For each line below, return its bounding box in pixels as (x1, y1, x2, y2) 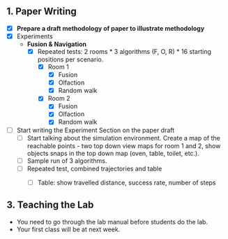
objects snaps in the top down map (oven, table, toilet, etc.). (26, 149, 200, 157)
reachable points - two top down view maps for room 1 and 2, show (26, 141, 221, 150)
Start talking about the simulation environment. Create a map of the (26, 133, 220, 142)
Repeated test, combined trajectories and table (26, 164, 162, 173)
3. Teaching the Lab (6, 199, 94, 211)
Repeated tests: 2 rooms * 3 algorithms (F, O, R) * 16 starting (37, 47, 212, 55)
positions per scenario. (37, 55, 104, 64)
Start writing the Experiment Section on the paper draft (16, 126, 175, 134)
